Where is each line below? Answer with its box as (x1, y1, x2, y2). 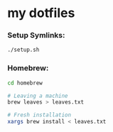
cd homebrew (7, 79, 43, 87)
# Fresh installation (7, 111, 72, 119)
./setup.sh (7, 46, 40, 54)
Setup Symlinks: (7, 31, 65, 40)
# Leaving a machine (7, 92, 69, 99)
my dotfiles (7, 5, 75, 21)
